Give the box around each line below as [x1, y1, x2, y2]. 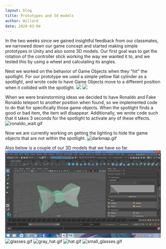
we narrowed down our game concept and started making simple [5, 43, 138, 49]
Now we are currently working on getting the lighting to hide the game [5, 130, 148, 136]
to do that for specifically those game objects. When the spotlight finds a [5, 105, 154, 111]
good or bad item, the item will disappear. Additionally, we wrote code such [5, 110, 158, 116]
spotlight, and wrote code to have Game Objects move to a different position [5, 79, 161, 85]
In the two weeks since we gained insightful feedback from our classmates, [5, 38, 159, 44]
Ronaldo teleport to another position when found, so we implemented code [5, 99, 158, 106]
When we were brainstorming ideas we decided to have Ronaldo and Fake [5, 94, 156, 100]
